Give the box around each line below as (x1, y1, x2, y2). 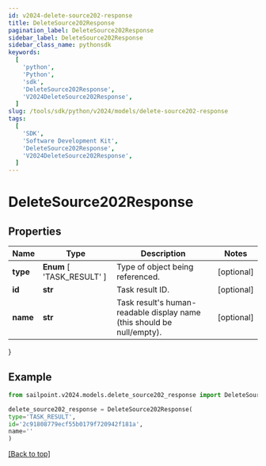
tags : (8, 115, 26, 123)
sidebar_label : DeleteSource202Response (8, 33, 144, 42)
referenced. (116, 271, 160, 282)
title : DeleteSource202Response (8, 19, 115, 27)
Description (140, 248, 186, 259)
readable (116, 307, 150, 318)
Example (8, 370, 52, 384)
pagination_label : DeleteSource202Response (8, 26, 154, 34)
